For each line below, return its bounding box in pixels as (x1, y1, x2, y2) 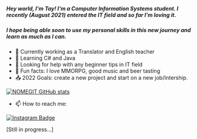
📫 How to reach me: (15, 100, 67, 108)
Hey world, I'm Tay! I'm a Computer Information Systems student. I (6, 5, 179, 12)
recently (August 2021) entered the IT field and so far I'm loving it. (6, 11, 177, 18)
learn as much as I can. (6, 33, 67, 40)
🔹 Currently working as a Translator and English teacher (15, 48, 155, 56)
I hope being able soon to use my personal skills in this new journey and (6, 26, 191, 33)
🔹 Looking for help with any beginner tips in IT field (15, 61, 143, 68)
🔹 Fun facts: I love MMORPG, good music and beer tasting (15, 67, 161, 75)
